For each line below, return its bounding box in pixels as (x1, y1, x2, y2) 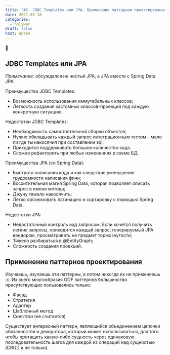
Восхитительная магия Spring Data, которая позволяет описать (12, 180, 150, 186)
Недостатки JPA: (5, 211, 41, 218)
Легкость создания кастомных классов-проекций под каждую (12, 103, 149, 109)
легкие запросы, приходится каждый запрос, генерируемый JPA (12, 226, 154, 233)
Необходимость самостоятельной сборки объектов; (12, 128, 127, 134)
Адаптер (12, 302, 31, 308)
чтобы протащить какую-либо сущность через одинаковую (5, 334, 135, 340)
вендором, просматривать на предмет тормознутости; (12, 232, 133, 238)
